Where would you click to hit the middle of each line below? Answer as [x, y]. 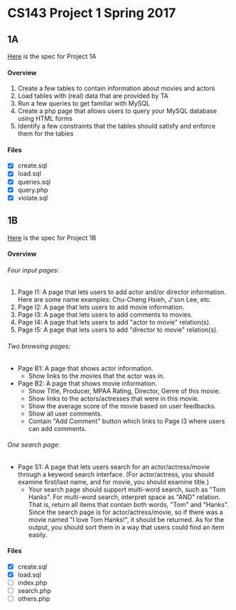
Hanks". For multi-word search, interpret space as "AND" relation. [124, 497]
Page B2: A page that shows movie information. [87, 383]
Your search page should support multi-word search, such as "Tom [127, 489]
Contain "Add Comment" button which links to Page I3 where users [127, 421]
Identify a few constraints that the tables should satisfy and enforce [117, 126]
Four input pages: [33, 270]
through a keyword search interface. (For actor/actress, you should [116, 474]
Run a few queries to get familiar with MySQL [84, 104]
